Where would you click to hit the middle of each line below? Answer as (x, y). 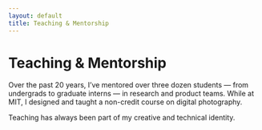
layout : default (35, 16)
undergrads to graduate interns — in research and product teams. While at (131, 94)
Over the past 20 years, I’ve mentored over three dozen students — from (129, 85)
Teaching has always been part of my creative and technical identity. (122, 118)
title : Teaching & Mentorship (59, 23)
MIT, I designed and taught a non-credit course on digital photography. (125, 102)
